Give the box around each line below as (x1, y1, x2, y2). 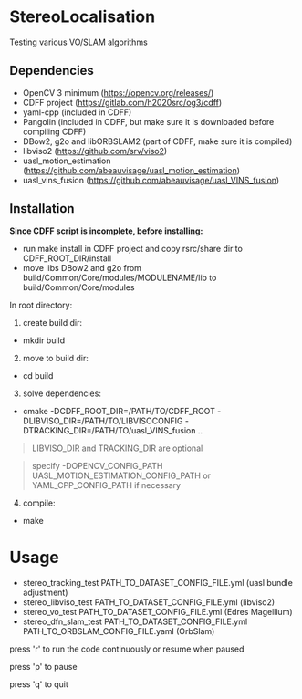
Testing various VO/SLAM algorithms (9, 37, 148, 47)
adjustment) (22, 587, 68, 598)
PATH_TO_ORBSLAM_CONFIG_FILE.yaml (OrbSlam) (22, 625, 215, 636)
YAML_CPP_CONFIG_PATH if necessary (31, 479, 181, 490)
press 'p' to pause (9, 661, 78, 672)
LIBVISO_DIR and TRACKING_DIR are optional (31, 443, 203, 454)
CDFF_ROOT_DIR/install (22, 253, 112, 264)
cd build (22, 370, 54, 381)
